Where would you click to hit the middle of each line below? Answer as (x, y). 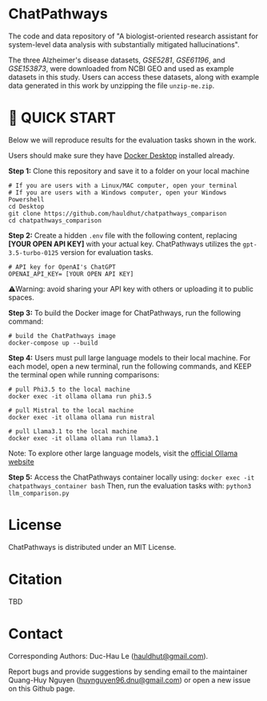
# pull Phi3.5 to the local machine (69, 389)
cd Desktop (26, 206)
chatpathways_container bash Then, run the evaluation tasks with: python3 (130, 485)
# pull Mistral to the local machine (71, 410)
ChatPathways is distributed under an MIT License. (92, 547)
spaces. (21, 297)
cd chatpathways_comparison (55, 221)
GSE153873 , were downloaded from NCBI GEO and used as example (121, 68)
